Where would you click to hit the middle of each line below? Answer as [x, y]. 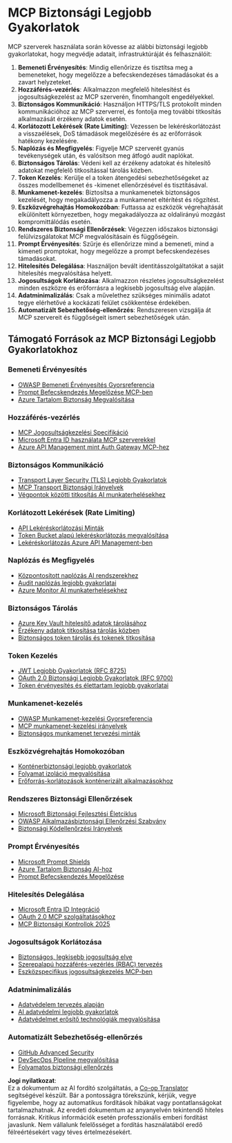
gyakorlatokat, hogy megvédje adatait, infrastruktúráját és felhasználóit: [110, 54]
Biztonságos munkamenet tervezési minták [79, 733]
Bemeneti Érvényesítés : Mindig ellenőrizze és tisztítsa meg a [105, 67]
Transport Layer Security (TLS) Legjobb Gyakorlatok [92, 480]
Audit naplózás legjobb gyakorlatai [67, 583]
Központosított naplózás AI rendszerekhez [78, 575]
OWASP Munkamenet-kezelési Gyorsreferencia [85, 718]
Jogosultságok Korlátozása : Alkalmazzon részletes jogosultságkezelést [121, 280]
